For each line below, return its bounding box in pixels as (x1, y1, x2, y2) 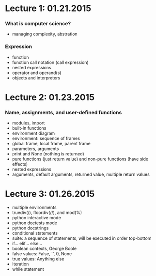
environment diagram (12, 130, 55, 136)
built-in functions (12, 125, 47, 131)
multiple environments (12, 204, 57, 211)
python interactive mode (12, 215, 62, 221)
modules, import (12, 120, 45, 126)
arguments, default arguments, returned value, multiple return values (12, 171, 150, 177)
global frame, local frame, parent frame (12, 141, 91, 147)
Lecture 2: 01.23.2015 (5, 92, 95, 103)
